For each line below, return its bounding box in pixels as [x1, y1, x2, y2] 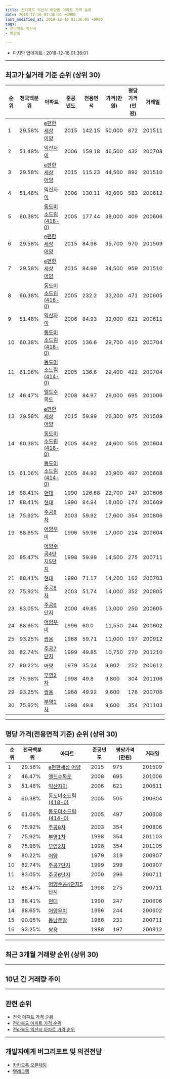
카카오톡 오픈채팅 [12, 1062, 47, 1068]
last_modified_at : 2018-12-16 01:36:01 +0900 [5, 17, 103, 22]
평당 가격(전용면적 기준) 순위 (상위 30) [5, 730, 118, 739]
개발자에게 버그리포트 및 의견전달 [5, 1048, 102, 1056]
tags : [5, 21, 17, 27]
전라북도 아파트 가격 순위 [12, 1020, 62, 1026]
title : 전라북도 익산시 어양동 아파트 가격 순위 [5, 7, 92, 13]
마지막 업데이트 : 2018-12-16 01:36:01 [12, 50, 89, 56]
